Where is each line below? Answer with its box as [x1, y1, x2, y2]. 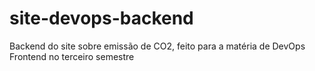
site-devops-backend [9, 7, 194, 30]
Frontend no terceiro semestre [9, 50, 135, 62]
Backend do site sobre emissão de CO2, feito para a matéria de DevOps [9, 40, 306, 52]
